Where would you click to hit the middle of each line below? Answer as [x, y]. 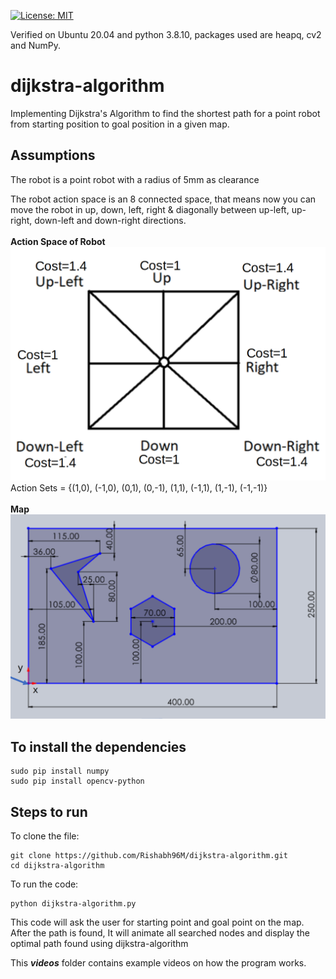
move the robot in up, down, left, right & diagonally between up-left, [150, 209]
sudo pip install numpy [60, 771]
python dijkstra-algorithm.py [73, 904]
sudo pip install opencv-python [77, 781]
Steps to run [49, 811]
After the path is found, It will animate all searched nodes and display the [160, 933]
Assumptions [53, 155]
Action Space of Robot [58, 241]
